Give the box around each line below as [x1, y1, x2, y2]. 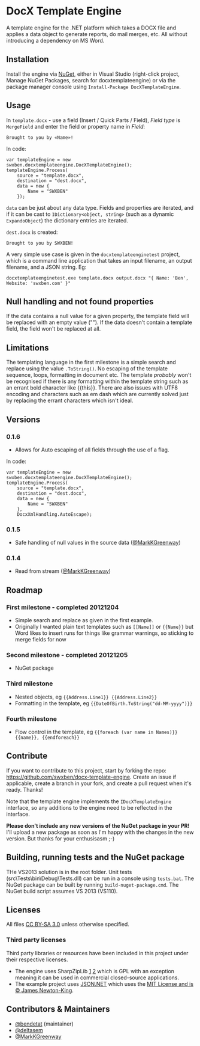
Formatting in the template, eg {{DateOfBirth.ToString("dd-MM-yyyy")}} [14, 699, 193, 707]
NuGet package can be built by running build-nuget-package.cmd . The [6, 881, 179, 888]
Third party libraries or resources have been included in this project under [6, 949, 189, 956]
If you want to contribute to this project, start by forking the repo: [6, 766, 166, 774]
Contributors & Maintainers [6, 1004, 110, 1014]
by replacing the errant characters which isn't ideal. [6, 397, 134, 404]
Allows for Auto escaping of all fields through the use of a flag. [14, 446, 169, 453]
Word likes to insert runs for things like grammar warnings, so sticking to [14, 629, 194, 637]
